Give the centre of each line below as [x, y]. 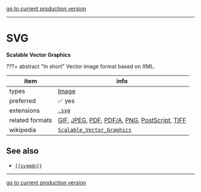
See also [22, 151]
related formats [31, 120]
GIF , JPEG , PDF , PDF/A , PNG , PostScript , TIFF [122, 120]
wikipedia [23, 129]
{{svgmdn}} [28, 166]
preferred [22, 101]
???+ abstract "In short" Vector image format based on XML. [81, 66]
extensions [25, 110]
